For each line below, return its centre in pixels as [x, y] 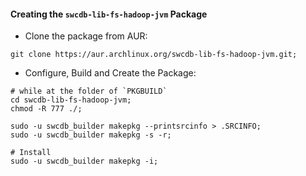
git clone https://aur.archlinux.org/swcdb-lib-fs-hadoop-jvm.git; [154, 55]
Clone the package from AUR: [86, 36]
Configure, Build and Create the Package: [110, 73]
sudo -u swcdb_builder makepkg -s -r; [91, 135]
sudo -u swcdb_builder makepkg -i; [84, 161]
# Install [31, 153]
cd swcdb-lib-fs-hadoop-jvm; [71, 100]
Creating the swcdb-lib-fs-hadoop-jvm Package [109, 14]
